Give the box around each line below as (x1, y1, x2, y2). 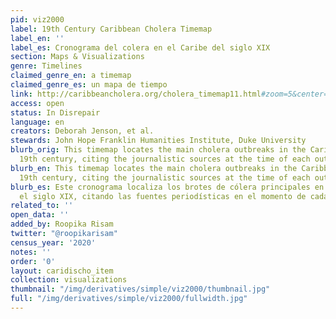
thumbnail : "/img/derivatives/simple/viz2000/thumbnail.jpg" (10, 284, 271, 295)
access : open (10, 98, 65, 108)
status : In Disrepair (10, 107, 101, 118)
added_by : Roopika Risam (10, 219, 114, 230)
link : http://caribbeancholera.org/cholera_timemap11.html (10, 89, 262, 99)
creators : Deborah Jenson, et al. (10, 126, 155, 136)
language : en (10, 117, 65, 127)
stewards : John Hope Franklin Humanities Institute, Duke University (10, 136, 307, 146)
